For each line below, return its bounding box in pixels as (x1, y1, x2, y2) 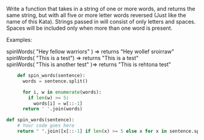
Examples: (6, 36, 32, 43)
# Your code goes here (17, 122, 75, 129)
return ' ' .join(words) (22, 106, 83, 112)
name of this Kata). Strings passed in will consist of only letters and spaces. (6, 18, 196, 25)
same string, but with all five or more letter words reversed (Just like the (6, 12, 186, 19)
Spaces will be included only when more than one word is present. (6, 24, 173, 32)
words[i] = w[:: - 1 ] (33, 100, 83, 107)
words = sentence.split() (22, 78, 88, 84)
